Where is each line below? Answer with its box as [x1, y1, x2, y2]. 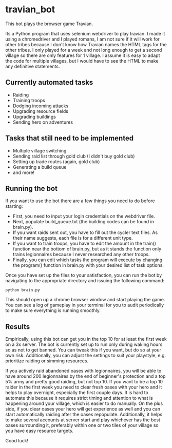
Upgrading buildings [12, 113, 56, 120]
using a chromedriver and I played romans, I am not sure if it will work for [5, 36, 160, 42]
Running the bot [5, 184, 58, 193]
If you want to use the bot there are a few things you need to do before [5, 198, 155, 204]
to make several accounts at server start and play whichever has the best [5, 417, 161, 423]
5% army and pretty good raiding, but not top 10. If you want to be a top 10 [5, 379, 163, 385]
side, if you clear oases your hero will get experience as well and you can [5, 406, 161, 412]
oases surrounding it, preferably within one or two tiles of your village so [5, 422, 159, 428]
